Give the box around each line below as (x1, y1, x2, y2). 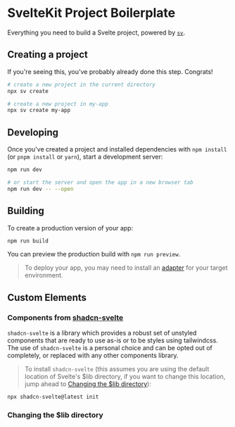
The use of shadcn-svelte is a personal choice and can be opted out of (7, 344, 213, 352)
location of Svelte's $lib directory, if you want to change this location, (24, 372, 226, 381)
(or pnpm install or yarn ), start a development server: (7, 153, 163, 161)
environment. (24, 271, 63, 280)
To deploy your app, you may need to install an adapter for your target (24, 264, 228, 272)
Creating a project (7, 49, 88, 61)
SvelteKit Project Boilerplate (7, 5, 176, 21)
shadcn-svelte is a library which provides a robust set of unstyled (7, 329, 197, 338)
